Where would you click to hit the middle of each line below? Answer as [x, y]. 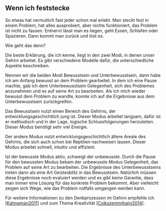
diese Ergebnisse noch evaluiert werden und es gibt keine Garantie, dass [79, 177]
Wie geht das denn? [25, 45]
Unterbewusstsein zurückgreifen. [39, 102]
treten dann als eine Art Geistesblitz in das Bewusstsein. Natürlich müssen [81, 172]
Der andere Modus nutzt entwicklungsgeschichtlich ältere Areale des [76, 136]
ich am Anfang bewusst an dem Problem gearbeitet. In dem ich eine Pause [81, 80]
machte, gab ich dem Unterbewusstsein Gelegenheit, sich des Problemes [80, 86]
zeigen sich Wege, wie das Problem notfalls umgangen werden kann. [75, 188]
